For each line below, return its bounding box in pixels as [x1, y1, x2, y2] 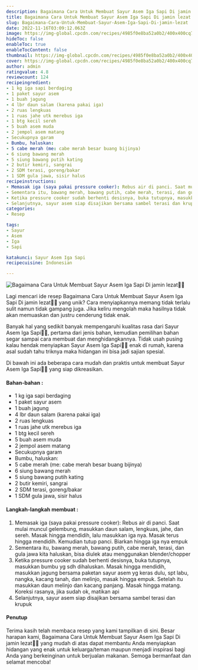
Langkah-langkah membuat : [6, 506, 78, 513]
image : [6, 31, 22, 37]
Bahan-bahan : [6, 379, 44, 386]
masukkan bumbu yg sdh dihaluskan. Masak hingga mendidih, [14, 563, 166, 570]
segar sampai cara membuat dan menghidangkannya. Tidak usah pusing [6, 335, 183, 342]
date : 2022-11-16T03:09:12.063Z [6, 25, 85, 31]
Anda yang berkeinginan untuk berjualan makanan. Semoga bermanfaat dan [6, 652, 192, 659]
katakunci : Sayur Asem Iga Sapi [6, 255, 85, 260]
